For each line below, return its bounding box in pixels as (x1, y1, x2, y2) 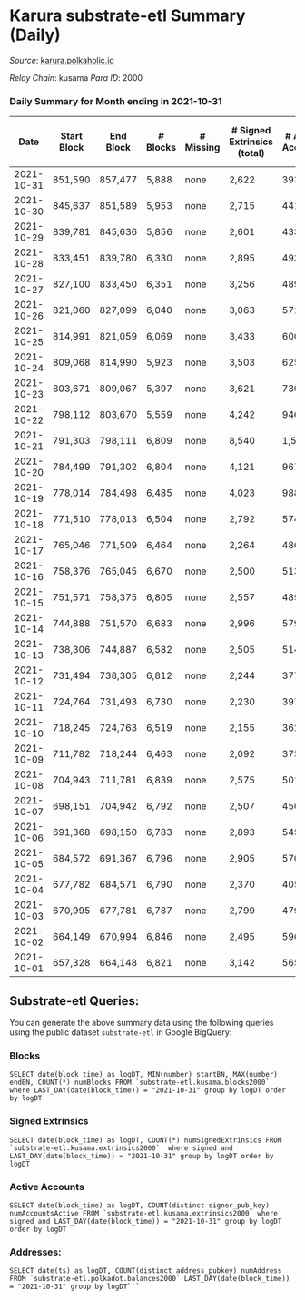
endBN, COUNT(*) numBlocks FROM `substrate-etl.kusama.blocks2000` (9, 1078, 271, 1088)
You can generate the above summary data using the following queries (9, 1018, 274, 1029)
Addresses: (9, 1246, 62, 1258)
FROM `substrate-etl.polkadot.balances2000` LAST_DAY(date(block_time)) (9, 1275, 290, 1284)
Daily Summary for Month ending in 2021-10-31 (9, 94, 222, 107)
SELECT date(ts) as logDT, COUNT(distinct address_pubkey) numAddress (9, 1266, 282, 1275)
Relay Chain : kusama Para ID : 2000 (9, 72, 143, 83)
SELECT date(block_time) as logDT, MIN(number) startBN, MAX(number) (9, 1070, 279, 1079)
